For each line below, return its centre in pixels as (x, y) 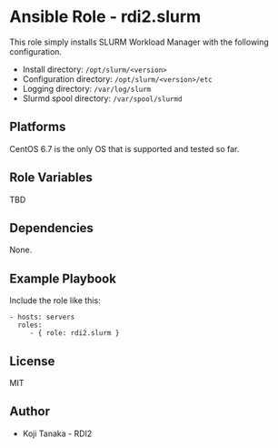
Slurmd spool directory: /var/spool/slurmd (102, 98)
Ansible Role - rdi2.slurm (105, 17)
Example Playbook (63, 278)
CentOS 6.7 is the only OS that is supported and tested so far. (124, 148)
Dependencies (51, 228)
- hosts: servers (42, 317)
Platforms (38, 127)
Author (30, 412)
